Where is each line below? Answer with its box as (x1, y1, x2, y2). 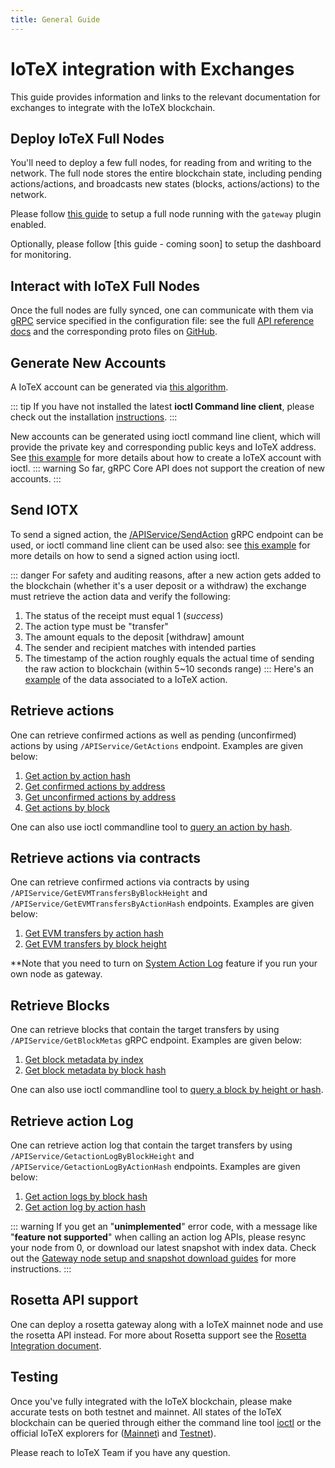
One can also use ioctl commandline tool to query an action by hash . (10, 821, 293, 833)
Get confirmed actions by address (24, 780, 166, 792)
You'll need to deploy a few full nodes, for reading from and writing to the (10, 157, 312, 169)
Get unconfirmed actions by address (24, 791, 177, 803)
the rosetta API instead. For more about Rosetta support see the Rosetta (10, 1329, 307, 1341)
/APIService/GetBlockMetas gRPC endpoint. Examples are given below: (10, 1034, 303, 1046)
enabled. (10, 219, 47, 231)
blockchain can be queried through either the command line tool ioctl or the (10, 1416, 322, 1428)
